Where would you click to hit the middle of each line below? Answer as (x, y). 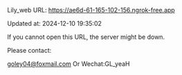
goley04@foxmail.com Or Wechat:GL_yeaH (69, 64)
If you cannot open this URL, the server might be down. (86, 37)
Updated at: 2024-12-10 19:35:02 (55, 23)
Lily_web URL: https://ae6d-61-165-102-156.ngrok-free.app (91, 10)
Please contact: (29, 50)
